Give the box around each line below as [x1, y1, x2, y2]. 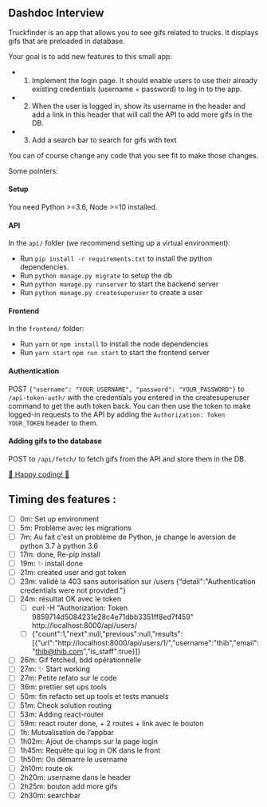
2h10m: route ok [19, 764, 73, 773]
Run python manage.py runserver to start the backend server [19, 279, 219, 289]
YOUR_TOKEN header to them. [8, 417, 99, 427]
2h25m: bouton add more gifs [19, 781, 118, 791]
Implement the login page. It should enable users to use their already [31, 75, 257, 85]
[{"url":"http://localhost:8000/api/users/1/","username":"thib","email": [31, 638, 260, 648]
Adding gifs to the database [8, 436, 102, 446]
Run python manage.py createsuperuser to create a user [19, 288, 203, 298]
